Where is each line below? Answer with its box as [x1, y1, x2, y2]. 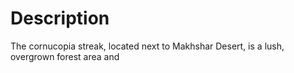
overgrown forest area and [10, 50, 120, 62]
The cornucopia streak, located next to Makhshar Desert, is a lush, [10, 40, 285, 52]
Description [10, 7, 110, 30]
